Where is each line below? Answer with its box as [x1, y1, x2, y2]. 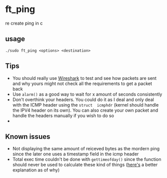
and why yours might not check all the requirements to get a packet [12, 80, 152, 86]
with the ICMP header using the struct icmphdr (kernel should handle [12, 102, 159, 108]
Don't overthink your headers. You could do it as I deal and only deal [12, 97, 154, 103]
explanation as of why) [12, 167, 60, 173]
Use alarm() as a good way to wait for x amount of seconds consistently [12, 91, 162, 97]
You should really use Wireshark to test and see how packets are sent [12, 75, 157, 81]
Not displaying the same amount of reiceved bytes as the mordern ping [12, 146, 160, 152]
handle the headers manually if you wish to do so [12, 112, 114, 119]
